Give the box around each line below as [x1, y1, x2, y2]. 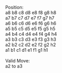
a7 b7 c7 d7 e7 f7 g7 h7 [5, 15, 55, 21]
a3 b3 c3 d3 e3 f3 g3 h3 [5, 36, 56, 42]
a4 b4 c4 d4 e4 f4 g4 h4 [5, 31, 57, 37]
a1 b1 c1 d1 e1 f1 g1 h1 [5, 47, 48, 53]
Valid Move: [5, 58, 30, 63]
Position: [5, 5, 24, 10]
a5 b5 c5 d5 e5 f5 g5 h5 [5, 26, 56, 32]
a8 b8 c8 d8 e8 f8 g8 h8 [5, 10, 57, 16]
